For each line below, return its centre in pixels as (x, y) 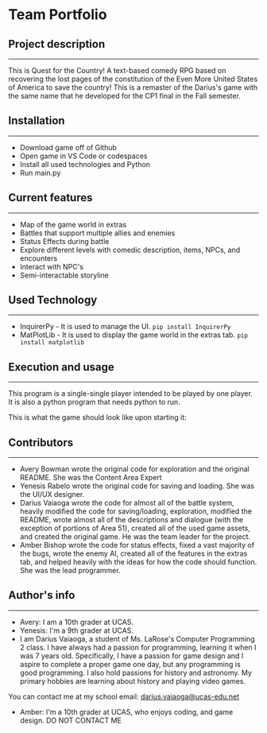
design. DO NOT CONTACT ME (70, 720)
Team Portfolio (58, 15)
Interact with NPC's (52, 266)
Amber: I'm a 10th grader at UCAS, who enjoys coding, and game (126, 712)
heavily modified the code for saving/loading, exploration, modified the (136, 511)
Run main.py (40, 173)
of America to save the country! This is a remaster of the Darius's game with (133, 87)
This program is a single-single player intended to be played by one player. (130, 394)
